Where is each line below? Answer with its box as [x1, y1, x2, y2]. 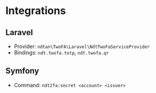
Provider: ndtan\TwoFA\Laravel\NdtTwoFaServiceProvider [13, 43, 150, 50]
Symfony [5, 66, 39, 76]
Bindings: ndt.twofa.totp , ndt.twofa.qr [13, 49, 109, 56]
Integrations [5, 4, 67, 18]
